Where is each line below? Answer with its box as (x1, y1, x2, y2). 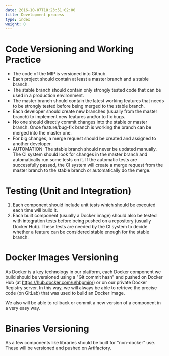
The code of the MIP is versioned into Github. (12, 71, 107, 77)
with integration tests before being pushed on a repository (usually (12, 218, 151, 224)
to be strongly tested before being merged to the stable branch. (12, 103, 145, 109)
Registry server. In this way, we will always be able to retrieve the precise (5, 285, 157, 291)
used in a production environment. (12, 92, 84, 99)
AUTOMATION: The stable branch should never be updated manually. (12, 146, 157, 152)
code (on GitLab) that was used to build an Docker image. (5, 290, 125, 296)
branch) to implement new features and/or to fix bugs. (12, 114, 125, 120)
